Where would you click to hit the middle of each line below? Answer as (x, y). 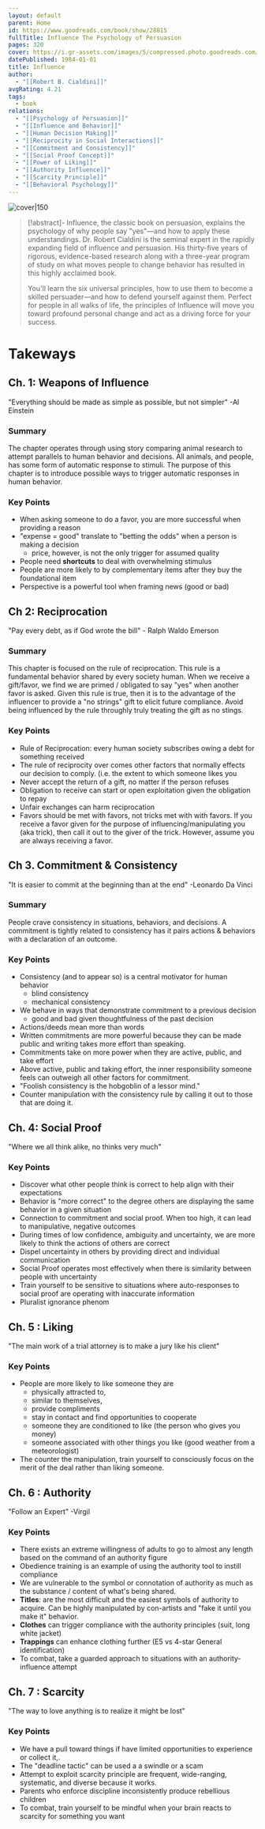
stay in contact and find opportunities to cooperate (114, 1418)
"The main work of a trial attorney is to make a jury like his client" (114, 1346)
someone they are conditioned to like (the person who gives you (136, 1426)
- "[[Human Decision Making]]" (67, 133)
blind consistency (60, 994)
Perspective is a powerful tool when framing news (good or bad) (124, 587)
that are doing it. (46, 1103)
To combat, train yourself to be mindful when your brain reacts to (125, 1808)
